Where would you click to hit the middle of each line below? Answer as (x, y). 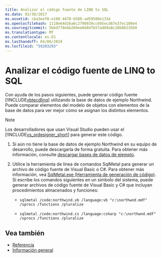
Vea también (25, 233)
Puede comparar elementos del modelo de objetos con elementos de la (77, 105)
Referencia (23, 245)
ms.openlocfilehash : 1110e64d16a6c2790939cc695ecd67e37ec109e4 (71, 23)
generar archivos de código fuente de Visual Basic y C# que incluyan (82, 185)
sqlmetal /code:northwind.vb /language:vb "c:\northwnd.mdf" (83, 200)
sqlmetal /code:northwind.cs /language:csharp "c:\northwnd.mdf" (88, 214)
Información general (33, 250)
